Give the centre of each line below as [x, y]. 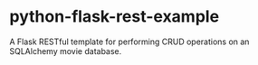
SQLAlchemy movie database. [66, 51]
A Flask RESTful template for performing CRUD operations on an [129, 42]
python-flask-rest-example [115, 17]
